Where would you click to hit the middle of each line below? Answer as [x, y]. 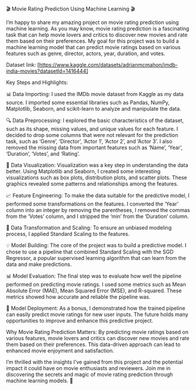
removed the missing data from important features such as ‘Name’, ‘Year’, [94, 148]
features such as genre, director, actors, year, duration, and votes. [86, 53]
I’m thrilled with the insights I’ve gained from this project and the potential [94, 362]
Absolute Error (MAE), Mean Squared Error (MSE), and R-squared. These [94, 290]
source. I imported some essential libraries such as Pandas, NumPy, [88, 102]
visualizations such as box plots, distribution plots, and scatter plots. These [97, 177]
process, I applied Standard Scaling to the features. [68, 234]
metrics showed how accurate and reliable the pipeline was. [78, 297]
